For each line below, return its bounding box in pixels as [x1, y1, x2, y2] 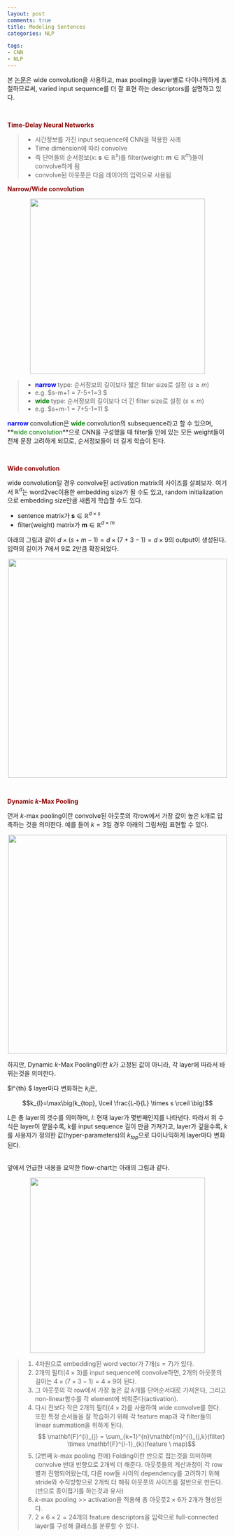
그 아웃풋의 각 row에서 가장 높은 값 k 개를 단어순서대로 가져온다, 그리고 [34, 1386, 226, 1395]
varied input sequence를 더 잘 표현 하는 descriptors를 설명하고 [38, 84, 215, 93]
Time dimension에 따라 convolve [34, 144, 128, 152]
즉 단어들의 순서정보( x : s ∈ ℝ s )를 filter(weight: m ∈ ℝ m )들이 [34, 151, 204, 161]
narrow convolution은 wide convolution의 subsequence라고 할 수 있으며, [7, 418, 213, 428]
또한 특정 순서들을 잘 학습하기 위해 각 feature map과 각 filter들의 [34, 1412, 212, 1421]
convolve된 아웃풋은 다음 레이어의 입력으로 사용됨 [34, 170, 171, 179]
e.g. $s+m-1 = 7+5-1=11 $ [34, 404, 108, 413]
